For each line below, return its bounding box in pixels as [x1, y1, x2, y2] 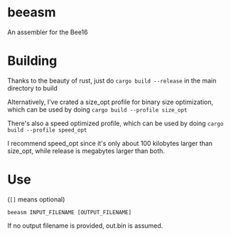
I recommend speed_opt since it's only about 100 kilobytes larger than [7, 139, 213, 147]
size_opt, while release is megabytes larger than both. [7, 147, 166, 155]
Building [7, 53, 58, 69]
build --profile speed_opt [7, 126, 87, 134]
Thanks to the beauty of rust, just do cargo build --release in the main [7, 76, 217, 85]
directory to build [7, 83, 58, 93]
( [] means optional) [7, 195, 65, 204]
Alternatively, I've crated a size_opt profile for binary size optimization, [7, 98, 214, 106]
